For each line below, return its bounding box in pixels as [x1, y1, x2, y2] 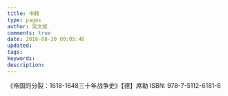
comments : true [7, 29, 51, 37]
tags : [7, 49, 23, 56]
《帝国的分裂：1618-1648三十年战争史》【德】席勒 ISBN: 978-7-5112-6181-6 [7, 81, 221, 90]
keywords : [7, 55, 36, 62]
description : [7, 61, 45, 68]
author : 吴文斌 [7, 23, 48, 30]
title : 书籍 [7, 10, 39, 17]
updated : [7, 42, 32, 49]
